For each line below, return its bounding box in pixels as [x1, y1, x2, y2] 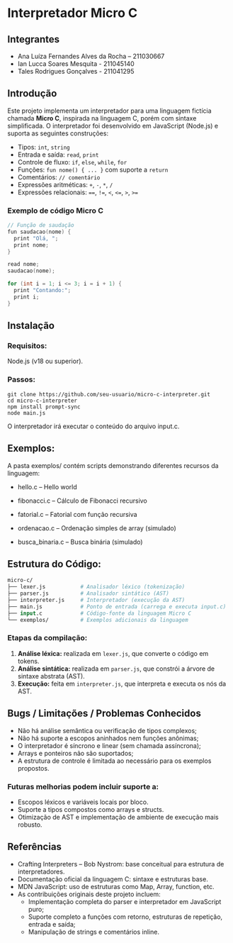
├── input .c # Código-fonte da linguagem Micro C [7, 610, 192, 617]
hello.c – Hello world [17, 482, 78, 491]
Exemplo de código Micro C [7, 206, 104, 216]
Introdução [7, 87, 57, 100]
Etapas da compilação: [7, 633, 88, 643]
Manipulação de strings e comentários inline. [28, 927, 159, 936]
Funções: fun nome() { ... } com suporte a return [17, 165, 169, 174]
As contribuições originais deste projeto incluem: [17, 890, 161, 898]
